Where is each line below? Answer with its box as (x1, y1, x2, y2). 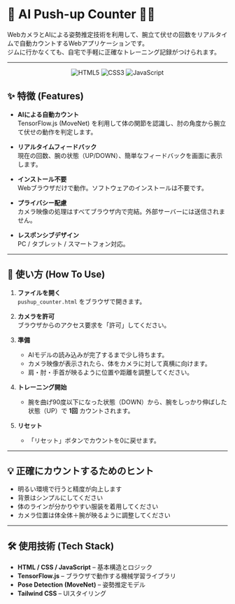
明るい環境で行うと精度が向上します (17, 485, 122, 494)
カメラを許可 (17, 312, 55, 320)
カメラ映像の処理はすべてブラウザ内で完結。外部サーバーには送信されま (17, 207, 226, 215)
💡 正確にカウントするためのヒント (7, 465, 154, 477)
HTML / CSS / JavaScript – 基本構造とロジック (17, 563, 152, 572)
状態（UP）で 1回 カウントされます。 (27, 406, 134, 415)
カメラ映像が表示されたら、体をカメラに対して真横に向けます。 (27, 359, 211, 368)
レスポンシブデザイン (17, 231, 79, 239)
